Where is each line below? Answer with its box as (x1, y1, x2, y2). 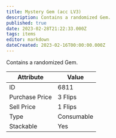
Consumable (57, 112, 94, 121)
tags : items (6, 31, 36, 37)
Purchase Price (9, 92, 52, 101)
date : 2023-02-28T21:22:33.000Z (6, 25, 87, 32)
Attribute (17, 73, 44, 81)
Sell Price (9, 103, 36, 111)
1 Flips (57, 103, 77, 111)
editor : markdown (6, 37, 50, 43)
